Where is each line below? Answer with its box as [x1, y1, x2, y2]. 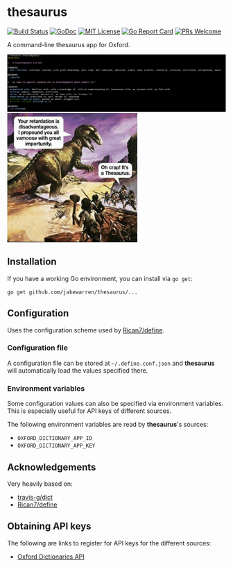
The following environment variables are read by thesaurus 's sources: [7, 421, 209, 429]
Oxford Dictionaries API [17, 552, 85, 561]
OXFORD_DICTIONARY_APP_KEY [17, 442, 96, 450]
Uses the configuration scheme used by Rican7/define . [7, 325, 165, 334]
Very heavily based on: [7, 480, 73, 488]
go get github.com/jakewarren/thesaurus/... [7, 289, 138, 296]
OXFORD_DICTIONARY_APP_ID [17, 435, 92, 442]
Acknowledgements [7, 461, 96, 473]
